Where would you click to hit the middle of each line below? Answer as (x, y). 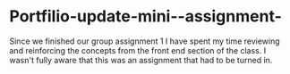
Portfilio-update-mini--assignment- (145, 16)
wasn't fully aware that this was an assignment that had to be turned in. (141, 60)
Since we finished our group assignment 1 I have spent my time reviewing (145, 41)
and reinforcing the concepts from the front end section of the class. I (138, 50)
